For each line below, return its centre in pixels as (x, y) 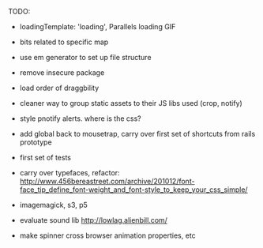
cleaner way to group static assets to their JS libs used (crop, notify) (131, 103)
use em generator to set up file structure (85, 57)
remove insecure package (62, 73)
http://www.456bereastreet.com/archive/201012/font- (107, 181)
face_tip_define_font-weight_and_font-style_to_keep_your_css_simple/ (133, 190)
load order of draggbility (59, 88)
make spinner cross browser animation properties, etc (107, 235)
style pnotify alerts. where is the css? (81, 118)
